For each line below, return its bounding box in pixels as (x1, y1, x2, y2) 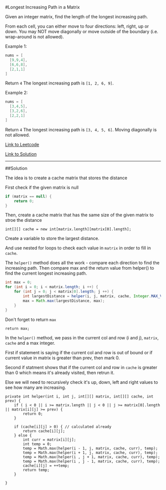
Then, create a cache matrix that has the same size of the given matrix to (5, 212, 154, 218)
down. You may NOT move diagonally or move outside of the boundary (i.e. (5, 29, 159, 34)
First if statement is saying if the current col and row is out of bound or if (5, 349, 153, 355)
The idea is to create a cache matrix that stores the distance (5, 175, 127, 181)
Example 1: (5, 43, 27, 49)
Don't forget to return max (5, 316, 56, 323)
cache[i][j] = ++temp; (23, 463, 70, 468)
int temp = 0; (23, 442, 52, 447)
